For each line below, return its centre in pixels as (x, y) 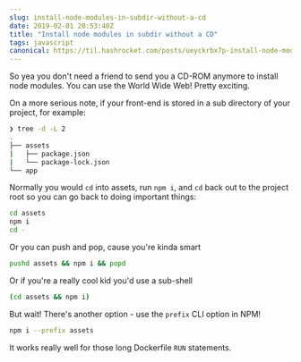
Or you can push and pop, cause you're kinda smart (105, 247)
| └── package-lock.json (60, 162)
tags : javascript (42, 42)
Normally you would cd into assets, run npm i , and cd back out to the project (149, 188)
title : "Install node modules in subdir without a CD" (114, 34)
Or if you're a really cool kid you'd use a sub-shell (101, 280)
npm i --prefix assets (52, 330)
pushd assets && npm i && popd (68, 264)
